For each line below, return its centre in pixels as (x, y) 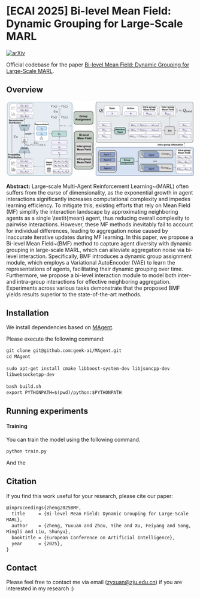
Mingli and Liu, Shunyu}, (38, 532)
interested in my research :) (40, 588)
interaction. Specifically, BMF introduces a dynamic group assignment (105, 256)
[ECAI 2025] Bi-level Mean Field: (89, 11)
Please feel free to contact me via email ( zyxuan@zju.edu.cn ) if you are (94, 582)
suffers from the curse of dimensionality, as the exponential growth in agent (100, 192)
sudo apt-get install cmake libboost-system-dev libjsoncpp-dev (88, 369)
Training (17, 426)
